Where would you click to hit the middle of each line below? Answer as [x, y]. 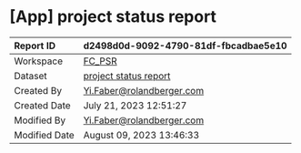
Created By [38, 90]
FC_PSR [100, 61]
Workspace [39, 61]
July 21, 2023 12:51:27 [135, 105]
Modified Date [44, 135]
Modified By [40, 120]
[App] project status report [113, 17]
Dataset [30, 76]
